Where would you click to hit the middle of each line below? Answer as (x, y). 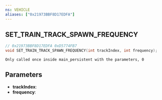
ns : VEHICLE (17, 10)
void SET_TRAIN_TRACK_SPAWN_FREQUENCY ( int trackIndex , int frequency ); (81, 51)
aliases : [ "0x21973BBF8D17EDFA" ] (40, 14)
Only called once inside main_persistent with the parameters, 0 (74, 60)
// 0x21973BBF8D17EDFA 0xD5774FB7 (41, 46)
